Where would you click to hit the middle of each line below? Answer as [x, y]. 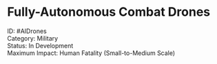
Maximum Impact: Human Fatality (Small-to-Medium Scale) [91, 53]
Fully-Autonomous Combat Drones [109, 12]
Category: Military [33, 38]
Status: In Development [40, 45]
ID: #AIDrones [27, 31]
